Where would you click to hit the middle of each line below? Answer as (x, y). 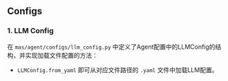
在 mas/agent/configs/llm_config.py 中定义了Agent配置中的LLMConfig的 (111, 47)
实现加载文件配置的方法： (61, 55)
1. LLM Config (30, 31)
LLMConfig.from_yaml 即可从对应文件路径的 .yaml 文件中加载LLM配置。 (117, 70)
